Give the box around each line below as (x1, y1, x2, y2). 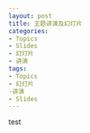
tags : (8, 65, 27, 73)
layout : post (8, 11, 53, 20)
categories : (8, 27, 49, 35)
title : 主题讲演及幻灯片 (8, 19, 83, 28)
